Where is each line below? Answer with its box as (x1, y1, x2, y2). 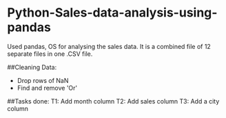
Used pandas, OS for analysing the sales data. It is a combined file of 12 (7, 42, 212, 50)
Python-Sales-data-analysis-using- (7, 5, 218, 21)
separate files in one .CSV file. (7, 50, 93, 58)
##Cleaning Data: (7, 63, 57, 71)
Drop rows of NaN (17, 76, 69, 84)
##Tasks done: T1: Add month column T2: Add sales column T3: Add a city (7, 97, 220, 105)
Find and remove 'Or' (17, 83, 78, 92)
